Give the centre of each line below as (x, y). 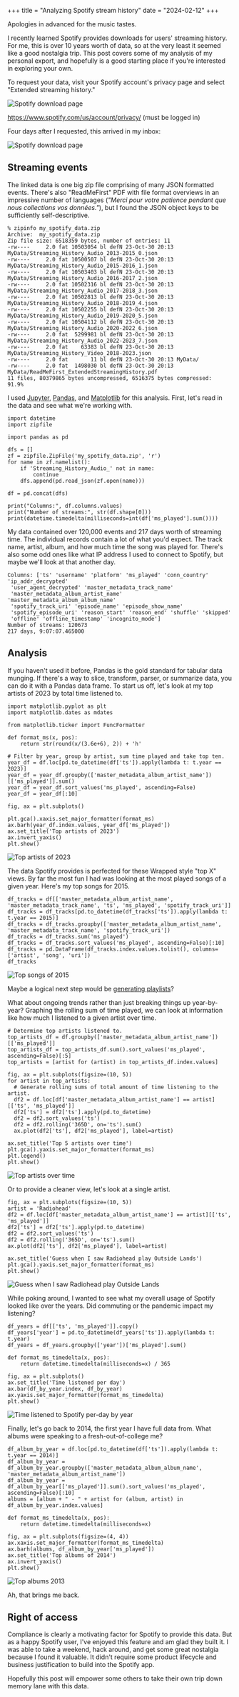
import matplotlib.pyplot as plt (57, 706)
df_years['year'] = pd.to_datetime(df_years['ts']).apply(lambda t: (111, 1332)
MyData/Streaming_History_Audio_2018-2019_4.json (83, 303)
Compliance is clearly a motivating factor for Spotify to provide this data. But (120, 1634)
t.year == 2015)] (33, 918)
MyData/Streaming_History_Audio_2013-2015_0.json (83, 253)
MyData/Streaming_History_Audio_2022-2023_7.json (83, 341)
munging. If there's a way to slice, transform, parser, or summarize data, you (120, 678)
